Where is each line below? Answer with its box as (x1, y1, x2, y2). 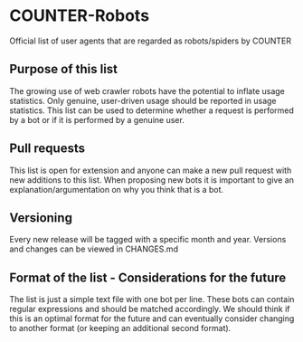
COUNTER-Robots (9, 5, 150, 26)
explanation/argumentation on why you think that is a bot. (9, 184, 224, 195)
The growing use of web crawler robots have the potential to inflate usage (9, 85, 285, 96)
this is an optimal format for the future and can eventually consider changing (9, 313, 295, 324)
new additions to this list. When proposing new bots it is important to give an (9, 174, 294, 185)
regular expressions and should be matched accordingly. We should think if (9, 304, 290, 315)
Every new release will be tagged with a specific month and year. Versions (9, 234, 287, 245)
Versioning (9, 210, 72, 225)
